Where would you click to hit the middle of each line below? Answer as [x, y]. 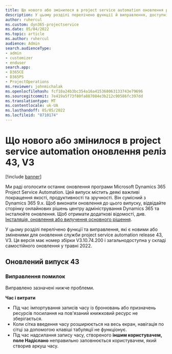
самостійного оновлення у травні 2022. [49, 246]
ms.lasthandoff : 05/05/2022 [35, 110]
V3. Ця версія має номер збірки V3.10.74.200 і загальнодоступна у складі [86, 240]
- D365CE [15, 72]
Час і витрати [20, 297]
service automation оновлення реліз [86, 152]
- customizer [19, 58]
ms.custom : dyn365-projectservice [42, 24]
